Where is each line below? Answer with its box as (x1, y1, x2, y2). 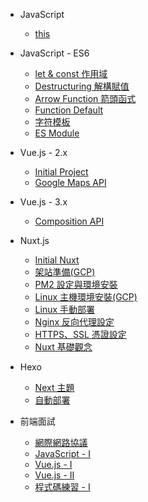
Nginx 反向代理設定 (34, 316, 115, 328)
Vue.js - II (34, 469, 75, 481)
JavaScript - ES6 (19, 47, 90, 59)
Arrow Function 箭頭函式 (34, 93, 137, 104)
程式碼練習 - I (34, 481, 91, 493)
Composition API (34, 215, 105, 227)
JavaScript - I (34, 448, 91, 459)
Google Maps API (34, 177, 107, 188)
